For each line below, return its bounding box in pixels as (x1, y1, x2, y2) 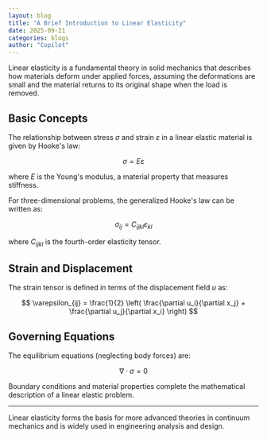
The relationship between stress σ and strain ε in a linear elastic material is (8, 132, 253, 142)
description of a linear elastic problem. (8, 390, 134, 400)
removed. (8, 88, 40, 98)
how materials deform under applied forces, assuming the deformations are (8, 72, 256, 81)
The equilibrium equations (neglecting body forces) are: (8, 351, 192, 360)
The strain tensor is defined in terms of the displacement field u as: (8, 283, 228, 293)
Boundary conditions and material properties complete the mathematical (8, 382, 246, 391)
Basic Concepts (8, 111, 88, 125)
